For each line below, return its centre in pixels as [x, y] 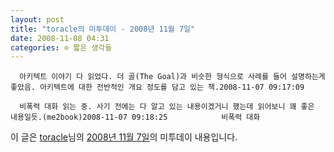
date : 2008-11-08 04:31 [60, 38]
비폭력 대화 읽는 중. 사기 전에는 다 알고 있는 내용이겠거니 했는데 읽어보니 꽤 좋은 [167, 107]
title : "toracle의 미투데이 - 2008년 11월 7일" [103, 29]
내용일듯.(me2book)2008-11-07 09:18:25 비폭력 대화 [135, 117]
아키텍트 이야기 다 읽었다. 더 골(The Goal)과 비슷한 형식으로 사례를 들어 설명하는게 [172, 77]
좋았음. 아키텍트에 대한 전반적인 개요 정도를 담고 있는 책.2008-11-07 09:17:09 [157, 87]
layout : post [37, 19]
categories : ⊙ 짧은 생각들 [61, 47]
